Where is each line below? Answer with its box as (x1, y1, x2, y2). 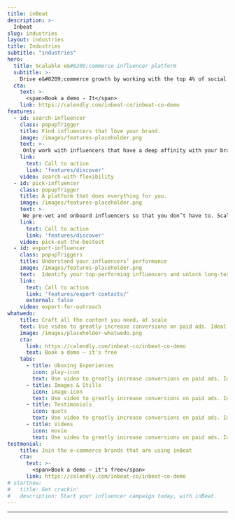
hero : (7, 56, 23, 63)
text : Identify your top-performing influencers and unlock (20, 271, 201, 278)
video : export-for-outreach (20, 303, 101, 310)
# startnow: (7, 479, 42, 486)
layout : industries (7, 36, 64, 43)
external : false (25, 297, 73, 304)
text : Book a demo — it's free (25, 349, 117, 356)
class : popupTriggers (20, 252, 83, 259)
